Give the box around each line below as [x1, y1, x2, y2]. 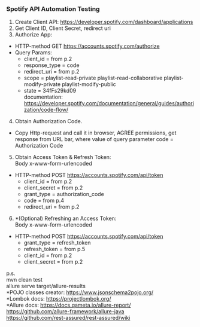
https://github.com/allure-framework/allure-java [6, 308, 125, 315]
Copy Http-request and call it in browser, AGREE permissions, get [14, 129, 177, 136]
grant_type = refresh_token [23, 239, 91, 246]
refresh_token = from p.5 [23, 246, 86, 253]
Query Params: [14, 49, 52, 56]
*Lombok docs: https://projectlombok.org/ [6, 295, 111, 302]
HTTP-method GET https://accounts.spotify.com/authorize [14, 42, 160, 50]
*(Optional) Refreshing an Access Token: [14, 215, 117, 222]
